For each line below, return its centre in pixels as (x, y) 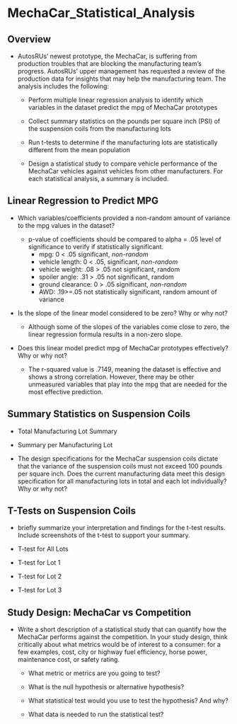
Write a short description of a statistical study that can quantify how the (122, 630)
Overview (29, 39)
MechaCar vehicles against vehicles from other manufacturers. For (126, 171)
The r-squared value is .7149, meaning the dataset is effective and (125, 369)
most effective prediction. (65, 391)
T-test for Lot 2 (40, 576)
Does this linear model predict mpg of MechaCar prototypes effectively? (123, 347)
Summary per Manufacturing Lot (65, 444)
